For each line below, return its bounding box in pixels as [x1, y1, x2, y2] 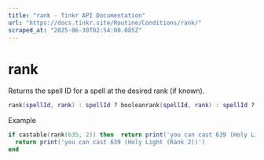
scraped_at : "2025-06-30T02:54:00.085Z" [8, 26, 143, 34]
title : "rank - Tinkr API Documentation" [8, 11, 146, 20]
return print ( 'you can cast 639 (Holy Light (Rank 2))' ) [15, 139, 206, 147]
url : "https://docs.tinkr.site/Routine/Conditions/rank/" [8, 19, 202, 27]
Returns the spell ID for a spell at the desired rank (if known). [8, 86, 205, 95]
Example [8, 116, 37, 125]
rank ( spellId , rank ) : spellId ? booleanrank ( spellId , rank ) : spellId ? [8, 102, 255, 110]
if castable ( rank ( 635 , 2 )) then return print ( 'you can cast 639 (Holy [8, 131, 247, 139]
